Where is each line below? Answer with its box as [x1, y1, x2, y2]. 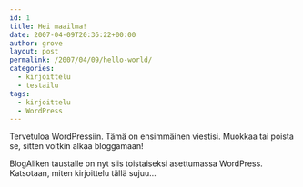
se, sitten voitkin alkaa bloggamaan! [9, 141, 144, 152]
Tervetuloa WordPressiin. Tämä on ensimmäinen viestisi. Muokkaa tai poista [9, 131, 294, 142]
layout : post [9, 47, 59, 56]
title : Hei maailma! [9, 22, 88, 31]
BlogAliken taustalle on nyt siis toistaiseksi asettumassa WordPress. [9, 158, 264, 169]
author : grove [9, 38, 64, 48]
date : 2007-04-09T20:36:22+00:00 [9, 30, 136, 39]
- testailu [17, 81, 59, 90]
